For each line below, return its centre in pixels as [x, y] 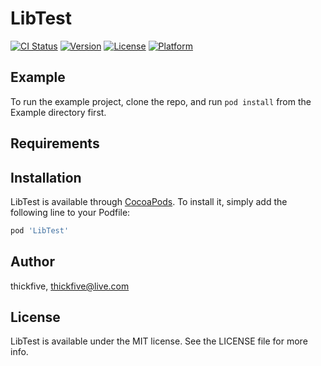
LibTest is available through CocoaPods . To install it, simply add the [149, 201]
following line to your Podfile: [70, 212]
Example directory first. [58, 112]
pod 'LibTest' [40, 230]
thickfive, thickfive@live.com [70, 286]
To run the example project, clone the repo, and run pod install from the [161, 101]
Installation [46, 177]
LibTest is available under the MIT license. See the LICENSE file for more [159, 341]
